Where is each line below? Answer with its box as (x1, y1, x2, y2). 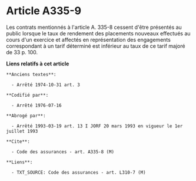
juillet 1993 (6, 128, 38, 134)
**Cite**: (6, 139, 31, 144)
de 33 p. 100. (6, 48, 38, 55)
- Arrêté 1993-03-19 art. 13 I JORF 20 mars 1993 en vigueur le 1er (11, 123, 183, 129)
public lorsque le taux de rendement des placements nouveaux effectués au (6, 29, 191, 37)
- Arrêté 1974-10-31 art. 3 (11, 81, 81, 88)
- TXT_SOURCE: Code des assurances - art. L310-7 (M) (11, 169, 146, 175)
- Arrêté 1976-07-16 (11, 102, 62, 108)
